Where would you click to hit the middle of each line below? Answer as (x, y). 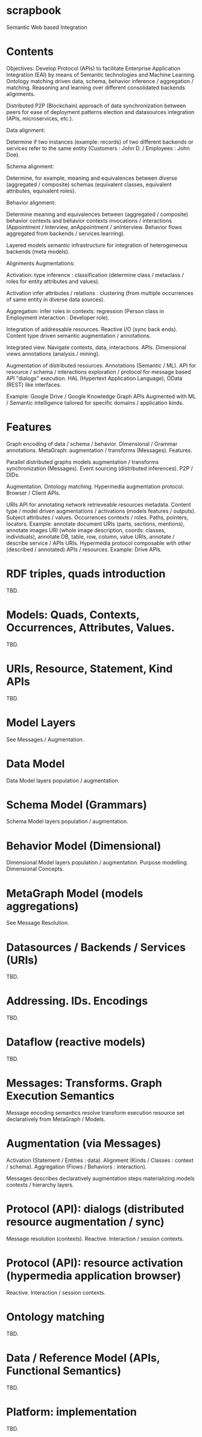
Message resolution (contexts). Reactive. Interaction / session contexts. (95, 1239)
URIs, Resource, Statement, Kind (90, 669)
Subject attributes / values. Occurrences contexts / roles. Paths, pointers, (97, 517)
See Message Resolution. (38, 923)
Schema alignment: (30, 166)
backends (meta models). (38, 252)
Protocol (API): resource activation (95, 1263)
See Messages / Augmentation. (45, 739)
